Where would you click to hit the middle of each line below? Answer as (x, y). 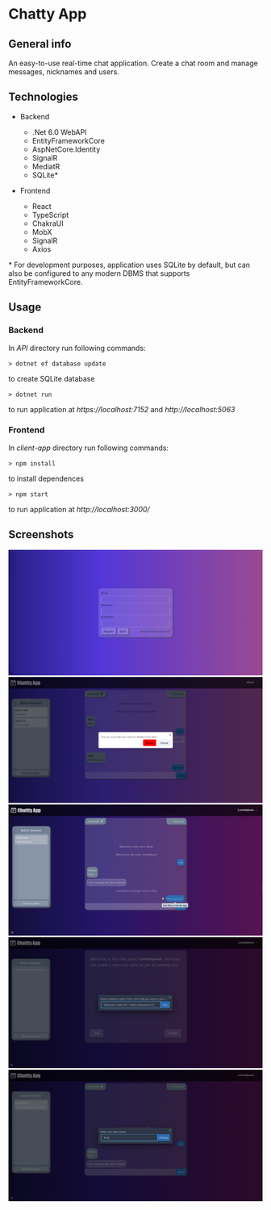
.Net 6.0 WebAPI (59, 132)
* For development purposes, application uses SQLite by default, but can (129, 265)
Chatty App (48, 14)
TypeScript (50, 215)
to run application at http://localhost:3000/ (79, 509)
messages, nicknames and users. (64, 72)
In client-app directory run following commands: (89, 448)
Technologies (44, 97)
